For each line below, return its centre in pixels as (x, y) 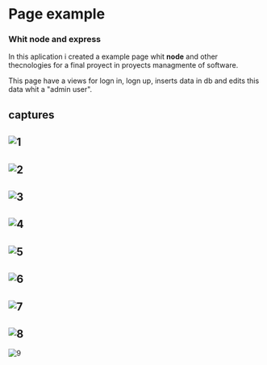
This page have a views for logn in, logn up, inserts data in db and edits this (134, 81)
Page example (57, 14)
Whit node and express (55, 39)
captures (31, 115)
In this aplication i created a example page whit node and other (113, 56)
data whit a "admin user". (50, 89)
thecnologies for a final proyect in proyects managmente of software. (123, 65)
